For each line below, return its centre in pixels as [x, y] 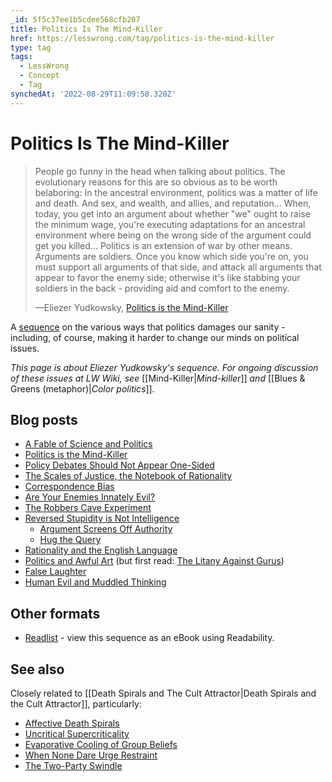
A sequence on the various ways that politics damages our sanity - [148, 327]
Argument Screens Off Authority [106, 529]
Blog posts [44, 419]
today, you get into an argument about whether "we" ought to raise [172, 213]
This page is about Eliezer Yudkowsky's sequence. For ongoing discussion [164, 367]
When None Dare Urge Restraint [91, 755]
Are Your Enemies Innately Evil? [90, 497]
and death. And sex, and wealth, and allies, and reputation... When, [173, 203]
